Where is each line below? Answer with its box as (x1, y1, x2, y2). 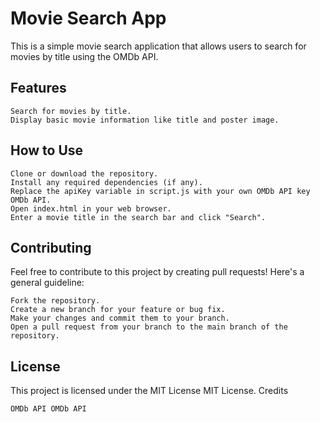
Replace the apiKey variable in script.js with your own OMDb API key (10, 186, 311, 196)
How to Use (10, 142, 84, 159)
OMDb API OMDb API (10, 404, 87, 414)
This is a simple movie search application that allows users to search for (10, 40, 307, 52)
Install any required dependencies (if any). (10, 177, 203, 187)
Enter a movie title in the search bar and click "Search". (10, 212, 267, 222)
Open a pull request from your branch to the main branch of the (10, 322, 288, 332)
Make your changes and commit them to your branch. (10, 313, 230, 324)
